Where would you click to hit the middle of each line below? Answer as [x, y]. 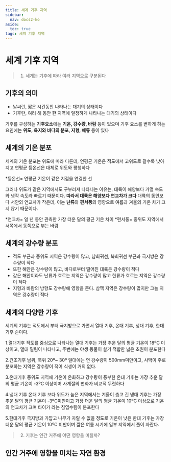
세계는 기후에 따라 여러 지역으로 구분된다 [66, 76]
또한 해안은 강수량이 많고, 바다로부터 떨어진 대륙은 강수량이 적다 [76, 269]
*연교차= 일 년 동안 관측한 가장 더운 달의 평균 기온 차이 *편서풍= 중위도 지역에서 [84, 219]
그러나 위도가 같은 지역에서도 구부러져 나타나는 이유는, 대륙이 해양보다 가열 [80, 189]
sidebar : [15, 15]
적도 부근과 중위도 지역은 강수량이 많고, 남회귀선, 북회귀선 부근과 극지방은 [86, 256]
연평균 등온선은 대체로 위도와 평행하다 [52, 167]
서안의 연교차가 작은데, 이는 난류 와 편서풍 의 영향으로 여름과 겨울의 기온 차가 [86, 202]
